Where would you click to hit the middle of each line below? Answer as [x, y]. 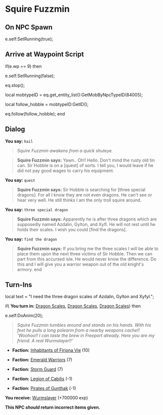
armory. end [29, 269]
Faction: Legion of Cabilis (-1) [42, 379]
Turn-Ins [19, 285]
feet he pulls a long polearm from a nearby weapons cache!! [78, 331]
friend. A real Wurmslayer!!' [45, 341]
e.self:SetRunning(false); [30, 76]
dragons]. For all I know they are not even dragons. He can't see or [85, 194]
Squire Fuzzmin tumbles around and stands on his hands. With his [84, 325]
